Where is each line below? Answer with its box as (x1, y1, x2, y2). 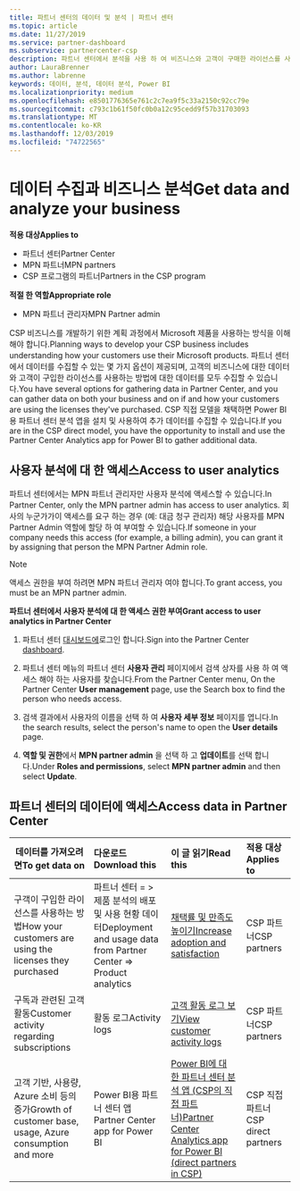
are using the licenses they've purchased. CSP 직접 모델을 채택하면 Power (9, 404, 278, 415)
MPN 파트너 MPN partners (21, 259, 116, 270)
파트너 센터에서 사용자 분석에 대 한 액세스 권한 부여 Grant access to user (9, 605, 262, 616)
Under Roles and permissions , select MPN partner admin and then (31, 760, 281, 771)
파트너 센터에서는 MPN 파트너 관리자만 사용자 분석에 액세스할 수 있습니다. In (9, 488, 272, 499)
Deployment (102, 921, 154, 934)
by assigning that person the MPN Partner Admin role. (9, 541, 208, 552)
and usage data (93, 933, 159, 945)
